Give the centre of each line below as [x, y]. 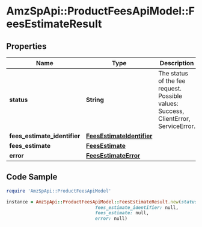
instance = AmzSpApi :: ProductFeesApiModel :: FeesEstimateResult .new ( [94, 202]
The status [173, 73]
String [95, 100]
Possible [170, 96]
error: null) [112, 219]
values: [168, 104]
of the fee [172, 81]
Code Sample [32, 177]
